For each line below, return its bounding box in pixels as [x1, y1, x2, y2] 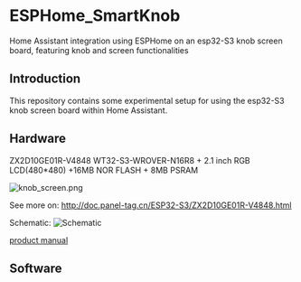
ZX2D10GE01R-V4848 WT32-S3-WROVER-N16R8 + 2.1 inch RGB [9, 155, 250, 165]
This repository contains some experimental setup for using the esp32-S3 [9, 95, 285, 106]
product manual [9, 234, 69, 245]
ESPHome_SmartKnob [9, 5, 181, 26]
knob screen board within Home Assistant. [9, 105, 168, 116]
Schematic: [9, 217, 52, 228]
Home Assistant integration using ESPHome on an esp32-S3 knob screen [9, 35, 283, 46]
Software [9, 260, 62, 276]
